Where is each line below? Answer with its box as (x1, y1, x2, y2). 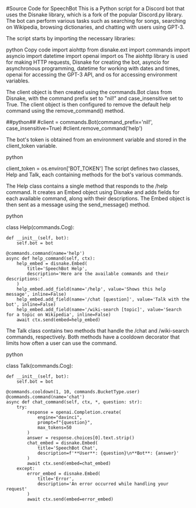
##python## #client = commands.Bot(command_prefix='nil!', (6, 119, 153, 125)
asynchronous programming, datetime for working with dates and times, (6, 65, 180, 72)
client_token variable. (6, 143, 57, 149)
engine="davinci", (37, 414, 82, 420)
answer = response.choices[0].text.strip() (27, 435, 135, 441)
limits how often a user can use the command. (6, 340, 118, 347)
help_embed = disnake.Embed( (16, 261, 88, 267)
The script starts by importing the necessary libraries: (6, 35, 136, 42)
